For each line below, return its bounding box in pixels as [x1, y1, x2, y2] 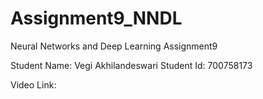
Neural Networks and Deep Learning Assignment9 [10, 40, 218, 52]
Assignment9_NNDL [10, 7, 183, 30]
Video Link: [10, 78, 57, 91]
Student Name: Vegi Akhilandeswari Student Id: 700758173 [10, 59, 253, 71]
